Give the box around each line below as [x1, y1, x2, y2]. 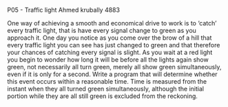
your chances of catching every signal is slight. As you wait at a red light [7, 48, 213, 56]
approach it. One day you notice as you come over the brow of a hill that [7, 34, 212, 42]
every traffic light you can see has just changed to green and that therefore [7, 41, 220, 49]
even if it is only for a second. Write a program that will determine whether [7, 70, 218, 78]
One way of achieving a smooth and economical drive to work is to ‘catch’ [7, 19, 217, 27]
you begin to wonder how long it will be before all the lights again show [7, 56, 209, 64]
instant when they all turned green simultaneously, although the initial [7, 85, 205, 93]
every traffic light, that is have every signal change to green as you [7, 27, 196, 34]
